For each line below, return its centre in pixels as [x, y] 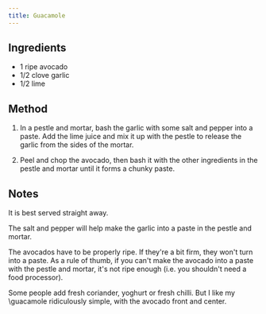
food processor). [36, 277]
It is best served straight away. [58, 213]
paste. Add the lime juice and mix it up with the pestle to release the [131, 137]
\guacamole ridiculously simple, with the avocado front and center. [118, 301]
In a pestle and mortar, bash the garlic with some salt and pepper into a [136, 128]
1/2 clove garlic [44, 76]
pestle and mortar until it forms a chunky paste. [97, 169]
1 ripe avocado [44, 67]
